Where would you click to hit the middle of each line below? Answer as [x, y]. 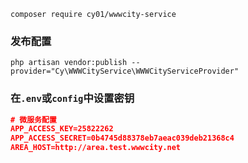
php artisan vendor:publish [69, 63]
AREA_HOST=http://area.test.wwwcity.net [96, 148]
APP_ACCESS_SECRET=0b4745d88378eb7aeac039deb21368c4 [122, 138]
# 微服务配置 [33, 120]
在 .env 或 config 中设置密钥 [72, 98]
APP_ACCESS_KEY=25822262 [62, 129]
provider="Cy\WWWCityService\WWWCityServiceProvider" [125, 71]
